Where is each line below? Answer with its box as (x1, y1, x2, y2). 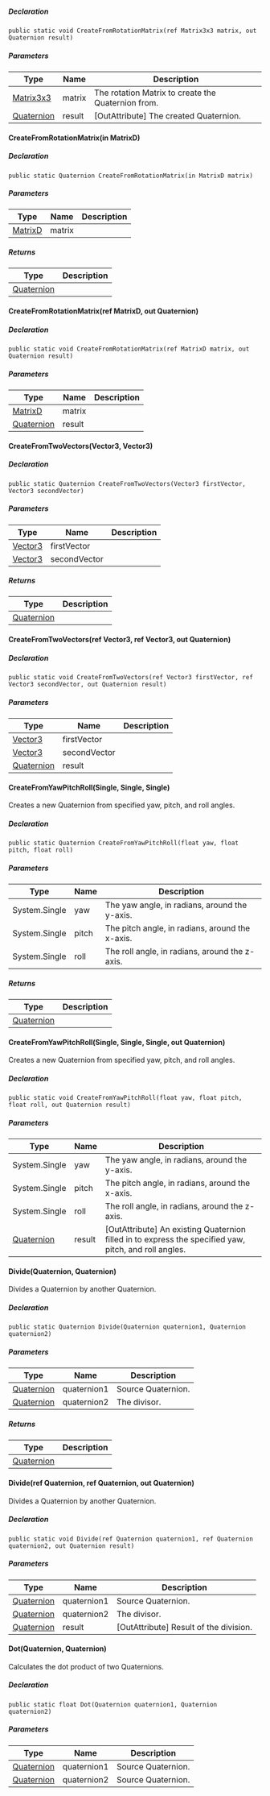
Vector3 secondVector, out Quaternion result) (8, 681, 167, 689)
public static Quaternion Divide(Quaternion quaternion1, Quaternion (8, 1323, 247, 1331)
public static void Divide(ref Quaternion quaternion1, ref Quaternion (8, 1535, 253, 1543)
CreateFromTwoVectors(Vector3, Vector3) (8, 441, 153, 450)
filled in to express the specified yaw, (104, 1234, 246, 1245)
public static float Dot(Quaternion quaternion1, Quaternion (8, 1700, 218, 1708)
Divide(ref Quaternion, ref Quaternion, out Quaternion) (8, 1478, 195, 1487)
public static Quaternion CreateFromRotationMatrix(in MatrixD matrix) (8, 172, 253, 180)
